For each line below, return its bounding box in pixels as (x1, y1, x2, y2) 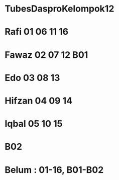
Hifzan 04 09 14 (5, 95, 73, 106)
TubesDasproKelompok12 (5, 3, 114, 15)
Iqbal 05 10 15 (5, 118, 63, 130)
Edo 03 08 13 (5, 72, 60, 83)
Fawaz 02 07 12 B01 (5, 49, 88, 60)
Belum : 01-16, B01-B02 (5, 164, 104, 175)
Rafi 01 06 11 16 (5, 26, 69, 38)
